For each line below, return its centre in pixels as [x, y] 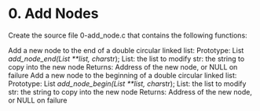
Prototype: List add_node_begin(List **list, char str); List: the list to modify [127, 84]
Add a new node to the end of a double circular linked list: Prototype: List [126, 50]
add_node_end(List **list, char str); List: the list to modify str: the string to [126, 59]
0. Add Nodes [53, 14]
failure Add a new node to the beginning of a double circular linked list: [123, 75]
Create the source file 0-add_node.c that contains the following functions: [128, 35]
